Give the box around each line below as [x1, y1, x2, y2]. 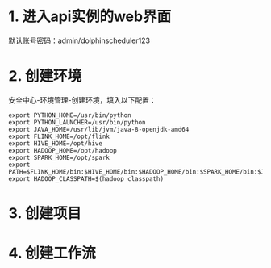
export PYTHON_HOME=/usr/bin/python [8, 111, 131, 119]
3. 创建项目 [8, 204, 82, 223]
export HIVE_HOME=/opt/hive [8, 139, 103, 148]
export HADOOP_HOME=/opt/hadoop [8, 146, 117, 154]
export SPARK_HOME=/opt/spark [8, 153, 110, 161]
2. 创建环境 [8, 67, 82, 86]
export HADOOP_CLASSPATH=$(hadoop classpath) [8, 174, 164, 182]
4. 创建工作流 [8, 244, 97, 262]
